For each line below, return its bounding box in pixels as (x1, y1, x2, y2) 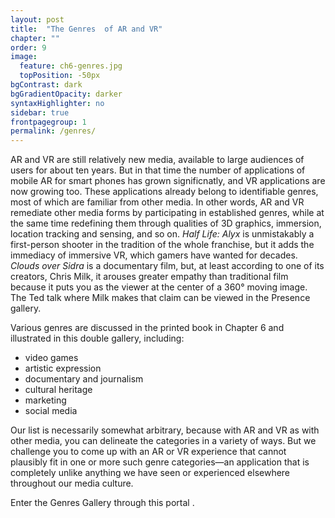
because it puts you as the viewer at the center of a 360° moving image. (10, 281, 308, 293)
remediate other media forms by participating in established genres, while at (10, 207, 325, 219)
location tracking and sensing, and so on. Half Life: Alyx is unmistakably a (10, 228, 315, 240)
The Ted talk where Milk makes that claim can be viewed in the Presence (10, 292, 311, 304)
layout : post (10, 14, 65, 25)
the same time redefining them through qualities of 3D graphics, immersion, (10, 217, 322, 230)
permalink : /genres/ (10, 126, 97, 136)
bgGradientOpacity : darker (10, 89, 123, 99)
